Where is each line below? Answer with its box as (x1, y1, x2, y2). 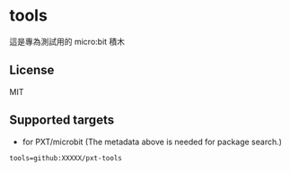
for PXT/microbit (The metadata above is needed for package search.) (22, 136, 283, 147)
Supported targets (9, 113, 115, 128)
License (9, 63, 55, 78)
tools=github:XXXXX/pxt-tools (9, 153, 123, 162)
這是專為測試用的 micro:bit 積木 (9, 36, 126, 47)
